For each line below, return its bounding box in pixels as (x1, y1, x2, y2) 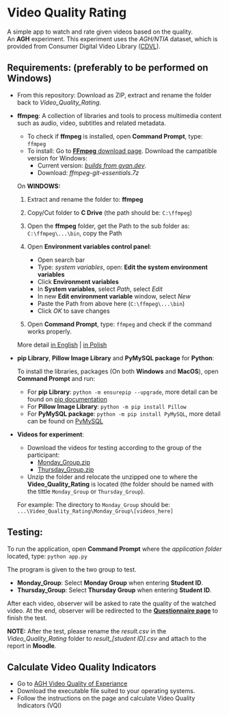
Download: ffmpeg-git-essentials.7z (37, 168, 139, 176)
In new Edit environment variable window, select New (37, 292, 191, 300)
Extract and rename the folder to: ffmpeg (27, 195, 144, 203)
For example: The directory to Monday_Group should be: (16, 500, 171, 508)
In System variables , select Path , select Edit (37, 285, 163, 293)
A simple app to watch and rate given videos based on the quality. (7, 27, 193, 36)
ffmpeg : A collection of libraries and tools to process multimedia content (16, 111, 222, 119)
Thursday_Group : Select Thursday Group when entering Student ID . (16, 585, 212, 594)
